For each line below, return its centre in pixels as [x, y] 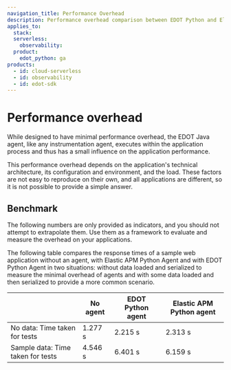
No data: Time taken [43, 328]
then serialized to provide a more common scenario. [81, 282]
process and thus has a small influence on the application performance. [109, 151]
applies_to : [24, 26]
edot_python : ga [43, 58]
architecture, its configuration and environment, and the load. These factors [114, 172]
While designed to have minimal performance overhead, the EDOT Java [108, 137]
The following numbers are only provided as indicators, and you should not [113, 225]
